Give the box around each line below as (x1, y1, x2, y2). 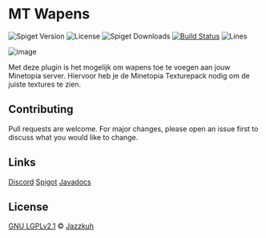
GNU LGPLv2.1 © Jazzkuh (8, 221, 95, 231)
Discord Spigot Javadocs (8, 177, 91, 187)
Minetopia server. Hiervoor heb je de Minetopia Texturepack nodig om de (8, 71, 250, 80)
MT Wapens (8, 5, 91, 23)
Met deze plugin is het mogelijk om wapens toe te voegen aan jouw (8, 62, 231, 72)
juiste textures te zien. (8, 79, 82, 89)
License (8, 200, 49, 213)
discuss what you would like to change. (8, 132, 139, 142)
